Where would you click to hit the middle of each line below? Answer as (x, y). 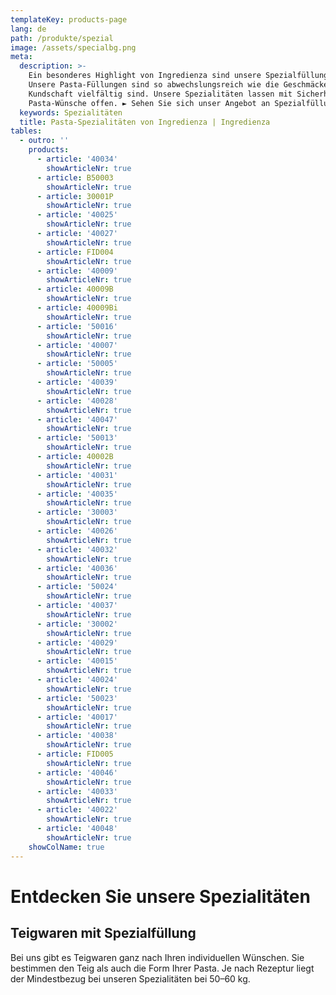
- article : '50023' (77, 698)
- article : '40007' (77, 345)
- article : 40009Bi (77, 308)
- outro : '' (44, 141)
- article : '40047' (77, 419)
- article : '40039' (77, 382)
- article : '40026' (77, 531)
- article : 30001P (75, 196)
